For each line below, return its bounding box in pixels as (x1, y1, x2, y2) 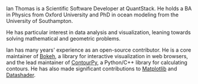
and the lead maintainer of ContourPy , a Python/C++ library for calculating (6, 59, 188, 66)
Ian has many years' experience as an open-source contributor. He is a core (6, 46, 191, 53)
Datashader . (6, 72, 36, 78)
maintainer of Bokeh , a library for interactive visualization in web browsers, (6, 53, 188, 59)
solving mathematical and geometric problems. (6, 35, 121, 42)
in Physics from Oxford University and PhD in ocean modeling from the (6, 11, 179, 18)
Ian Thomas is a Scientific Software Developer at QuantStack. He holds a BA (6, 5, 192, 12)
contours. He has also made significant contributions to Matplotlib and (6, 65, 177, 72)
